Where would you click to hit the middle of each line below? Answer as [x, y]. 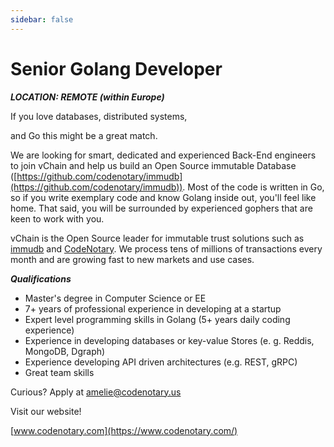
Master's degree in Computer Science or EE [115, 298]
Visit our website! [46, 411]
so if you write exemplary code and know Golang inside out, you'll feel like [163, 197]
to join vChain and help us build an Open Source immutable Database [153, 165]
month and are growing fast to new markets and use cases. [132, 259]
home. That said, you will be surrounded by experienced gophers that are [161, 208]
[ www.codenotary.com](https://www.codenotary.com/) [124, 430]
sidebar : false [42, 19]
